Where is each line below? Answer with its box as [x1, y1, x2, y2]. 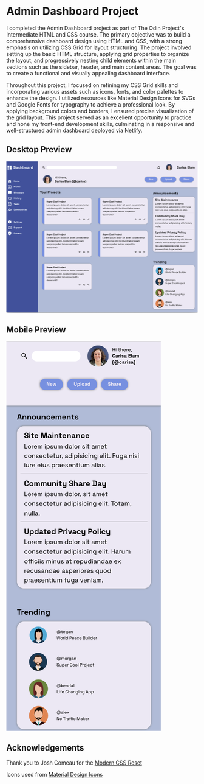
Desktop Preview [6, 144, 72, 155]
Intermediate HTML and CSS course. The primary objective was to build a [6, 30, 191, 38]
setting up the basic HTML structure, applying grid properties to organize [6, 50, 189, 57]
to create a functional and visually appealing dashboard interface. [6, 69, 171, 77]
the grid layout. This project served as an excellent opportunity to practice [6, 114, 192, 121]
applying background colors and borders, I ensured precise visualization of [6, 107, 194, 114]
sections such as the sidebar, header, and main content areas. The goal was [6, 63, 197, 71]
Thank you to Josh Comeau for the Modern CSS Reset [6, 759, 143, 766]
